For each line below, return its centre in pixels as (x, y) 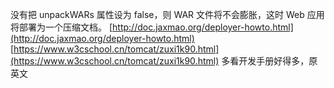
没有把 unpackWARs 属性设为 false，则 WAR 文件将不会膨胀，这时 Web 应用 (167, 14)
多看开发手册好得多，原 (269, 61)
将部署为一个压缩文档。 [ (61, 27)
